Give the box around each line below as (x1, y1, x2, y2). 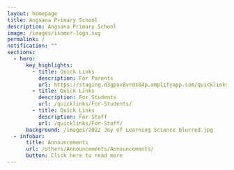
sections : (7, 49, 36, 56)
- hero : (13, 56, 36, 62)
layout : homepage (7, 10, 58, 17)
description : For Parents (38, 74, 114, 82)
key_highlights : (25, 62, 73, 69)
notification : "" (7, 42, 58, 49)
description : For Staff (38, 113, 108, 120)
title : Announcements (25, 139, 89, 146)
